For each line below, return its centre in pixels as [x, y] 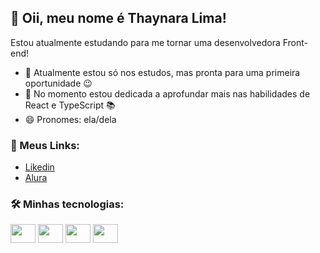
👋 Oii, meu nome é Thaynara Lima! [118, 18]
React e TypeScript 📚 [70, 105]
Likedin [39, 167]
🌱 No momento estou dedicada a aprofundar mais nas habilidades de [167, 93]
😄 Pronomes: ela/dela [70, 119]
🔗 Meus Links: [45, 145]
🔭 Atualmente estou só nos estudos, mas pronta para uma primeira [162, 72]
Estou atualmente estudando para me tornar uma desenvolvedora [145, 42]
